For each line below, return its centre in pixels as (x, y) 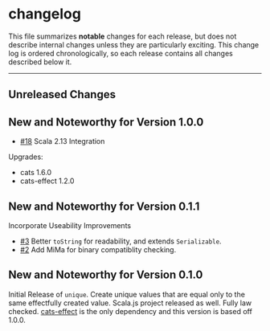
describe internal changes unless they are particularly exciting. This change (134, 44)
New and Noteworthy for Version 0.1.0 (106, 275)
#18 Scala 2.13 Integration (62, 141)
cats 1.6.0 (36, 173)
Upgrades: (26, 157)
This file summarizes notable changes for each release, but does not (123, 36)
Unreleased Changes (62, 94)
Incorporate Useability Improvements (70, 225)
